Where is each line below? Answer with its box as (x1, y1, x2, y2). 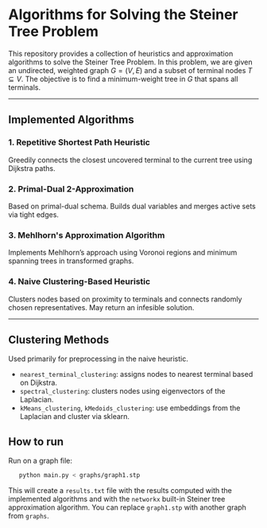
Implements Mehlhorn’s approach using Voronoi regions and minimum (8, 248, 238, 258)
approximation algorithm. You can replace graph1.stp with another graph (8, 503, 246, 512)
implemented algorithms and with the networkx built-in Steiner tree (8, 495, 226, 504)
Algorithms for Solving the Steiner (8, 6, 238, 24)
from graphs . (8, 511, 49, 521)
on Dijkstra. (19, 378, 58, 387)
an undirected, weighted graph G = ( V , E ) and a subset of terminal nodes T (8, 65, 253, 75)
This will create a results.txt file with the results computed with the (8, 486, 233, 495)
